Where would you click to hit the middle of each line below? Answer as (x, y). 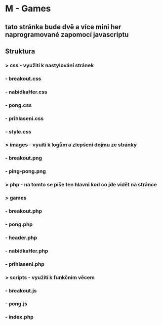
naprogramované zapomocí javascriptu (67, 34)
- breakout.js (21, 290)
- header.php (21, 238)
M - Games (28, 9)
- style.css (18, 131)
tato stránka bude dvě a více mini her (63, 27)
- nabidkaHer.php (27, 251)
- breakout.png (24, 158)
